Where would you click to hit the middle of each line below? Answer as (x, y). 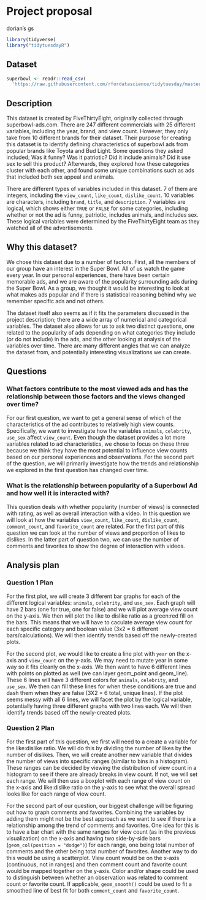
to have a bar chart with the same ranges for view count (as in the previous (101, 832)
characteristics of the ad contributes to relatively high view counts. (91, 424)
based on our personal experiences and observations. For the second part (100, 457)
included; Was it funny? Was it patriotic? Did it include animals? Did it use (99, 157)
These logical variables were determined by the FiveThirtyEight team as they (103, 222)
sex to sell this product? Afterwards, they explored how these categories (98, 164)
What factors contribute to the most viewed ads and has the (97, 389)
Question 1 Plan (30, 583)
